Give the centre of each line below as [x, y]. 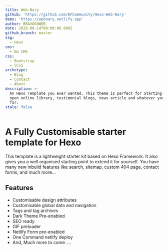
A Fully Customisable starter [66, 132]
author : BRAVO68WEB [25, 24]
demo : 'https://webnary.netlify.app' [44, 19]
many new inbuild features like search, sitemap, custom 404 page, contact [82, 167]
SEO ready [23, 221]
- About [18, 84]
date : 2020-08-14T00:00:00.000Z [39, 28]
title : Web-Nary [22, 10]
